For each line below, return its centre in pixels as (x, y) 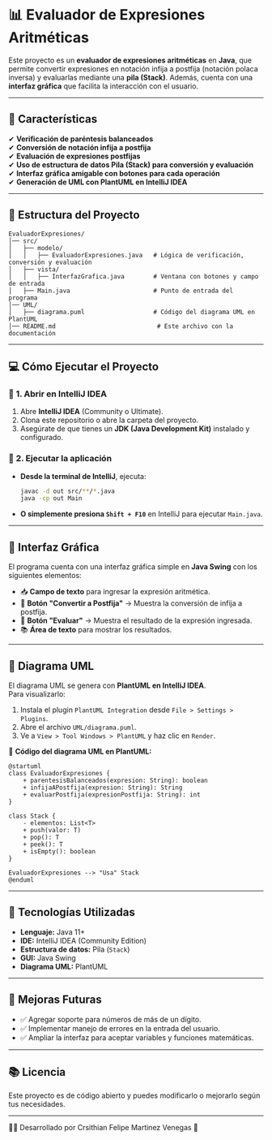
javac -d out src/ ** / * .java (67, 491)
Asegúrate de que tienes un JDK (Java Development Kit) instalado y (135, 429)
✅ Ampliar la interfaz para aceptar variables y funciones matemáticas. (137, 1037)
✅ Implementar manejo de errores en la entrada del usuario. (120, 1028)
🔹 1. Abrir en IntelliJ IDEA (58, 394)
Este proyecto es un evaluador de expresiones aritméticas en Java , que (130, 60)
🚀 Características (53, 119)
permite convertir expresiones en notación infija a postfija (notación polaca (134, 68)
